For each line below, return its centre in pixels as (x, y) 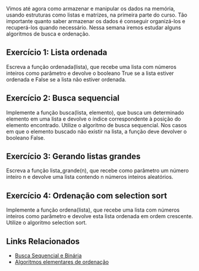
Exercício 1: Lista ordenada (57, 53)
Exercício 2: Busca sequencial (63, 98)
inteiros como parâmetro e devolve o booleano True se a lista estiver (90, 73)
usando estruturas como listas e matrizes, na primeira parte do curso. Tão (97, 15)
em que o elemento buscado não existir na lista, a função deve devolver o (97, 131)
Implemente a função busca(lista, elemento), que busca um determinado (95, 112)
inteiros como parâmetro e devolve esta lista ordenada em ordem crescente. (99, 216)
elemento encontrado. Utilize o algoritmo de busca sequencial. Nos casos (97, 125)
